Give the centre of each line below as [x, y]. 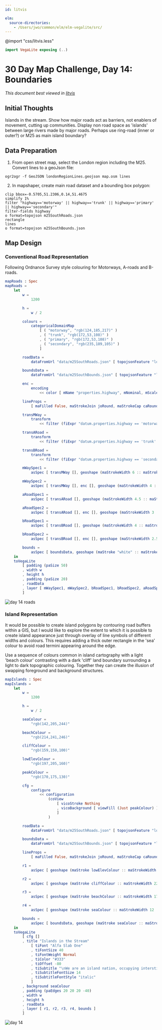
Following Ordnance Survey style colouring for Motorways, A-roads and [76, 268]
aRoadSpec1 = [35, 494]
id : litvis [16, 9]
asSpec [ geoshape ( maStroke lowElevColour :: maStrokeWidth [94, 870]
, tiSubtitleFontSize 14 [56, 973]
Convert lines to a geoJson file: [43, 167]
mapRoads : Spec [21, 282]
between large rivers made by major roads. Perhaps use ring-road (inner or [80, 130]
